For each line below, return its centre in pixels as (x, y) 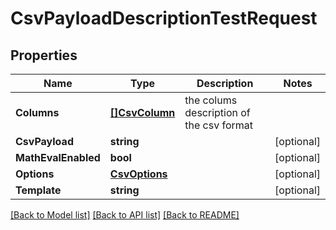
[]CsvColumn (142, 112)
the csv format (218, 125)
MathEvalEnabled (58, 157)
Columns (37, 112)
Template (38, 190)
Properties (44, 55)
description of (217, 112)
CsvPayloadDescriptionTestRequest (164, 18)
